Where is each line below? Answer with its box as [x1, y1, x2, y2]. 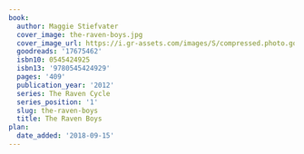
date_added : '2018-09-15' [16, 131, 115, 140]
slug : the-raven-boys [16, 106, 99, 115]
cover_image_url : [16, 38, 83, 48]
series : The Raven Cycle [16, 89, 111, 98]
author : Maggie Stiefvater [16, 22, 119, 31]
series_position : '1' [16, 97, 99, 107]
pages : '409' [16, 72, 66, 82]
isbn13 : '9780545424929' [16, 64, 111, 73]
